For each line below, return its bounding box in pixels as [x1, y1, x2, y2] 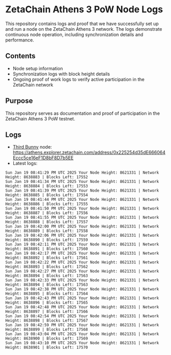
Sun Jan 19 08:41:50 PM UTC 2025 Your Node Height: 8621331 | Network [5, 206, 159, 211]
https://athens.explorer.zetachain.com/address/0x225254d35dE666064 [12, 150, 165, 156]
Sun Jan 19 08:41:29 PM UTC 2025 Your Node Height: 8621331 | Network [5, 170, 159, 175]
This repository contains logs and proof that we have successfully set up [5, 20, 159, 27]
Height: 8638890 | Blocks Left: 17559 [5, 237, 88, 243]
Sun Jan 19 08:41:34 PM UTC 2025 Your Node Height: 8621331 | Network [5, 179, 159, 184]
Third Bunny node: [12, 144, 52, 150]
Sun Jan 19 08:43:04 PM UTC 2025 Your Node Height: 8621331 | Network [5, 331, 159, 337]
